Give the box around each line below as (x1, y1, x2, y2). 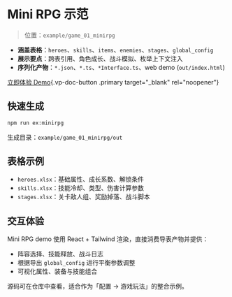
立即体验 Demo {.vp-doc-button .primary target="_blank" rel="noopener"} (7, 78, 219, 86)
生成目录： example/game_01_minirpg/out (7, 133, 123, 141)
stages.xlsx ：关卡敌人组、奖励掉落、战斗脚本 (17, 193, 150, 201)
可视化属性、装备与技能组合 (17, 267, 98, 276)
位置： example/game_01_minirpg (24, 31, 115, 39)
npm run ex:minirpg (7, 119, 64, 126)
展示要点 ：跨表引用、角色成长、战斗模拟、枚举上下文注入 (17, 54, 183, 63)
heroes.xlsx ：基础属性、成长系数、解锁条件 (17, 175, 145, 184)
